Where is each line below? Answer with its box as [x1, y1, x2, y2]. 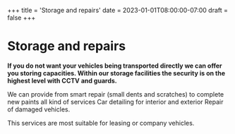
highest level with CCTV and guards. [7, 76, 118, 85]
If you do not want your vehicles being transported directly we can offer [7, 61, 222, 70]
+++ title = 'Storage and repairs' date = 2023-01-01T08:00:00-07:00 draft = [7, 6, 228, 14]
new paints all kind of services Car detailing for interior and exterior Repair [7, 97, 224, 106]
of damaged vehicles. [7, 105, 71, 114]
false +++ [7, 13, 36, 22]
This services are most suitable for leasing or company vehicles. [7, 118, 195, 127]
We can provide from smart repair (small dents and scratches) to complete [7, 90, 224, 98]
